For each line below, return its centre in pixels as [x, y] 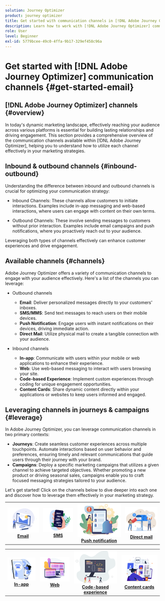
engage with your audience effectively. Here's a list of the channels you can [82, 278]
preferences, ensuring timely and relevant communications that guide [82, 455]
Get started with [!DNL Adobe [67, 67]
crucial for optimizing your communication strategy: [57, 191]
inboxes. [28, 307]
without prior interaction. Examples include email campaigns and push [83, 225]
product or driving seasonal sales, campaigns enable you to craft [78, 475]
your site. [29, 374]
